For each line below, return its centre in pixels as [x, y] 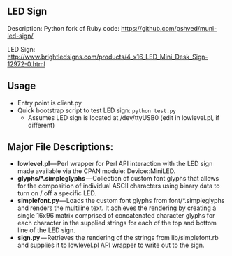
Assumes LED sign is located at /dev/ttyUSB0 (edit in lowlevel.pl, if [124, 117]
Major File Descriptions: [60, 147]
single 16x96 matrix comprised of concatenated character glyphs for [116, 216]
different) [41, 125]
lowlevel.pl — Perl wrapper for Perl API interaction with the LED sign [115, 164]
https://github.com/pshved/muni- [169, 28]
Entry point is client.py [50, 103]
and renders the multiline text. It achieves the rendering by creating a [117, 208]
